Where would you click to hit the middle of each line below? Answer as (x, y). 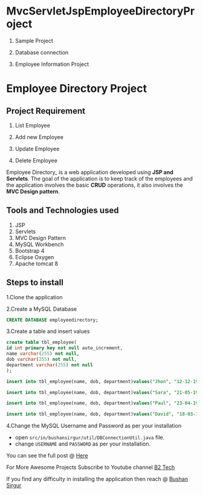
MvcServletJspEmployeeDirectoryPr (101, 11)
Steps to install (35, 283)
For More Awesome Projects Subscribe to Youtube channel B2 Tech (91, 467)
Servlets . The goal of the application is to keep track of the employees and (100, 178)
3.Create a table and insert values (48, 331)
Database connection (42, 52)
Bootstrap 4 (30, 251)
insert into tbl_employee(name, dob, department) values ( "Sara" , (89, 392)
